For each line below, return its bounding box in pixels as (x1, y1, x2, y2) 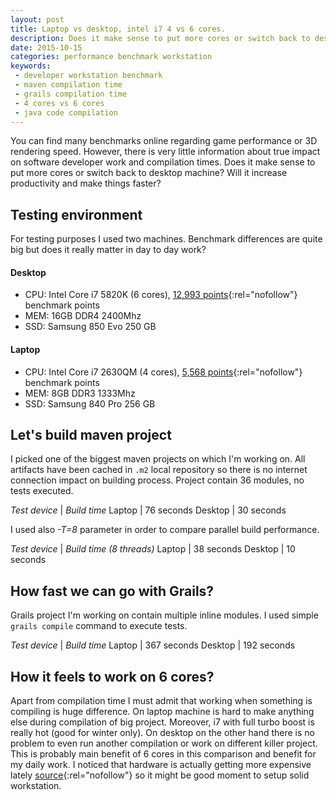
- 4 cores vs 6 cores (14, 98, 105, 108)
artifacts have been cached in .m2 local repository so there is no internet (10, 464, 308, 476)
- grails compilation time (14, 89, 128, 99)
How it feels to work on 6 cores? (10, 668, 215, 685)
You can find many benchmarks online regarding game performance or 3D (10, 135, 318, 147)
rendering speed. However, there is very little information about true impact (10, 146, 321, 158)
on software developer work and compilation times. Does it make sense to (10, 156, 316, 168)
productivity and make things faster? (10, 177, 162, 190)
